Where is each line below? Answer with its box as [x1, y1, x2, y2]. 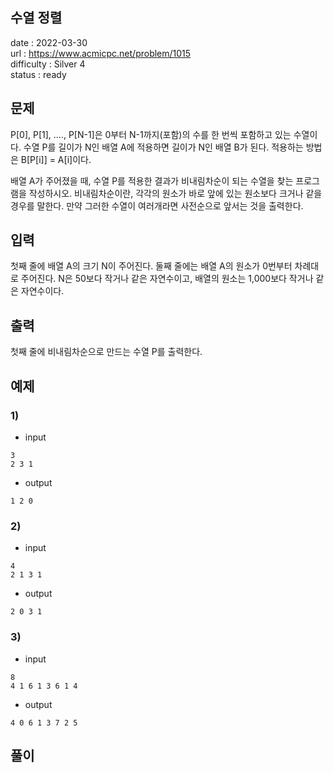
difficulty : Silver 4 [10, 58, 86, 70]
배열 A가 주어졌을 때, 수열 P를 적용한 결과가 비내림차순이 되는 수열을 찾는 [10, 174, 294, 187]
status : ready [10, 68, 67, 80]
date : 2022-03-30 [10, 36, 88, 48]
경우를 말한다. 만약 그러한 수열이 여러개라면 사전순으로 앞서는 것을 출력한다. [10, 199, 304, 212]
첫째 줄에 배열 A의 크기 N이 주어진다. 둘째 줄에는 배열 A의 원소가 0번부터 [10, 260, 293, 272]
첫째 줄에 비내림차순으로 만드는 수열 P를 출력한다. [10, 346, 203, 358]
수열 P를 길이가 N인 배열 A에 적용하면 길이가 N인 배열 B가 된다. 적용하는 [23, 141, 304, 153]
